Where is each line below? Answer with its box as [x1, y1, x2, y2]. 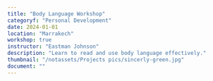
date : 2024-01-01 [7, 23, 59, 30]
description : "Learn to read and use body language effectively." [7, 50, 207, 57]
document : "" [7, 63, 46, 70]
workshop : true [7, 37, 52, 44]
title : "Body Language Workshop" [7, 10, 106, 18]
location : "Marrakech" [7, 30, 74, 37]
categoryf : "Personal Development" [7, 17, 112, 24]
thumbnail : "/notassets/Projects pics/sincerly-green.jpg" [7, 56, 185, 63]
